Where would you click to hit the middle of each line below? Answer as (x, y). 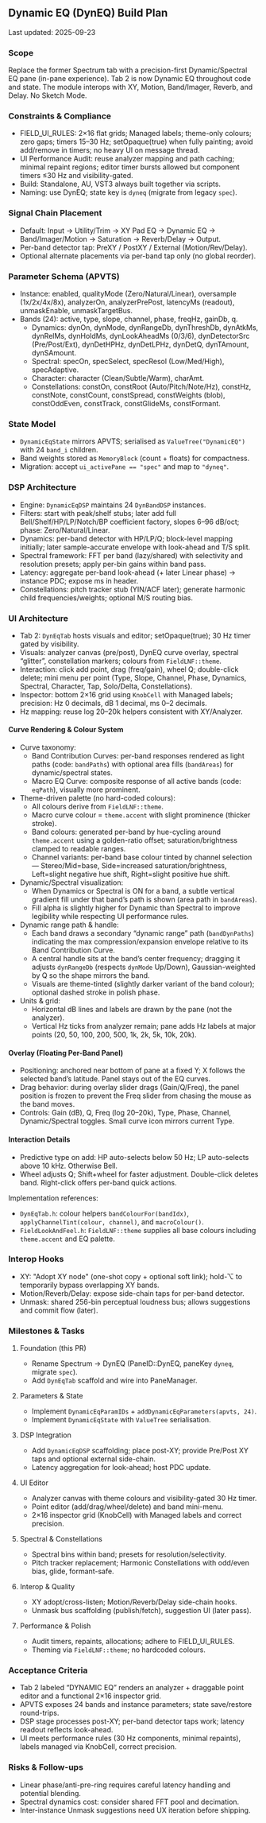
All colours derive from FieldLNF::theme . (98, 807)
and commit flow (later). (59, 1310)
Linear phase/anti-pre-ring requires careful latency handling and (125, 1785)
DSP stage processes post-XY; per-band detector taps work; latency (132, 1721)
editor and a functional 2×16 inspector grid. (90, 1696)
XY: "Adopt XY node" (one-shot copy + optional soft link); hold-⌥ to (131, 1276)
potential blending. (50, 1793)
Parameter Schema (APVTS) (64, 276)
